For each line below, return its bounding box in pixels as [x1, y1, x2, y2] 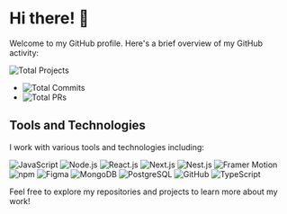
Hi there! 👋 [9, 8, 90, 29]
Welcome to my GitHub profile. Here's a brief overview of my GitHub [9, 38, 264, 49]
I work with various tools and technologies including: [9, 141, 205, 152]
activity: [9, 47, 39, 58]
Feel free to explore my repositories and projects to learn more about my [9, 186, 278, 197]
